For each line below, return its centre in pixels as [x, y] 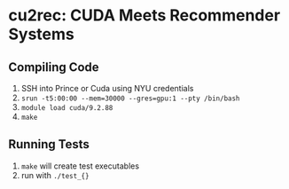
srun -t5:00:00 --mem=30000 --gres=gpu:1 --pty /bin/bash [130, 98]
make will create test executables [80, 166]
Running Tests [49, 144]
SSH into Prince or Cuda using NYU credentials [107, 88]
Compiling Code [54, 67]
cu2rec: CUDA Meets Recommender [144, 16]
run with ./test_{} [55, 175]
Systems [41, 34]
